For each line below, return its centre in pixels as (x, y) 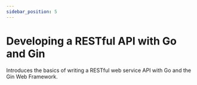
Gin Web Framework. (32, 76)
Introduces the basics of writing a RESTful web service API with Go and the (99, 70)
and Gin (26, 53)
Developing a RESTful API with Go (92, 41)
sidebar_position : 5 (32, 12)
